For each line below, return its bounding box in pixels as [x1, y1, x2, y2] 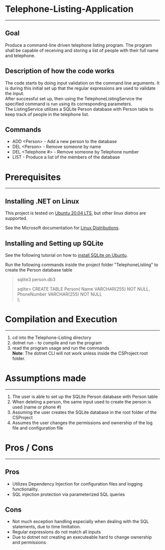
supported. [5, 215, 27, 221]
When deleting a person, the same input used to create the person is [12, 398, 151, 404]
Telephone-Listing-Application [5, 3, 134, 15]
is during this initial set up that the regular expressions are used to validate [5, 85, 156, 91]
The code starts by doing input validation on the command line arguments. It [5, 80, 160, 86]
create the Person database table [5, 267, 73, 273]
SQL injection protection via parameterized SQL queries [12, 491, 125, 497]
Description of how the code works [5, 67, 114, 75]
